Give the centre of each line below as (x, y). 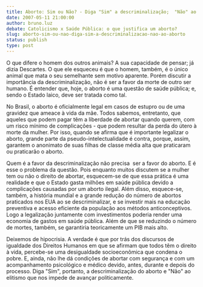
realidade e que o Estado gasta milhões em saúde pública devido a (90, 182)
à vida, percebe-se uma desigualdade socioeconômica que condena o (95, 252)
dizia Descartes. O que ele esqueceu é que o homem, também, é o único (97, 69)
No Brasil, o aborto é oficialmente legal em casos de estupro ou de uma (96, 106)
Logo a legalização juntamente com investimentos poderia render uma (94, 214)
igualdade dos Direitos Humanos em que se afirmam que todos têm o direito (101, 245)
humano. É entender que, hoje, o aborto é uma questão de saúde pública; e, (101, 88)
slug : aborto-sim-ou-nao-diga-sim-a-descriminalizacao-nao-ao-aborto (96, 34)
